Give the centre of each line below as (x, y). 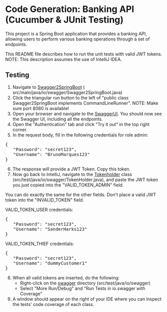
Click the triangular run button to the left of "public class (70, 97)
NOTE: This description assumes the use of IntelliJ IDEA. (63, 59)
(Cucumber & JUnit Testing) (64, 20)
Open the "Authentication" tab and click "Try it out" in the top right (81, 124)
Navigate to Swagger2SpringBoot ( (49, 87)
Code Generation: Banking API (70, 9)
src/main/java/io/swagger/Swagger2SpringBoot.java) (67, 92)
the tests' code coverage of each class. (53, 304)
